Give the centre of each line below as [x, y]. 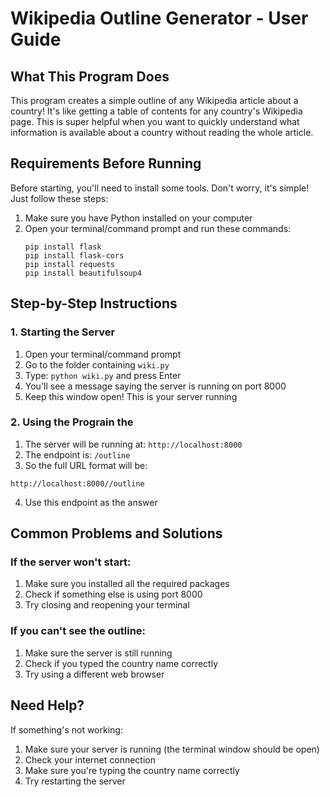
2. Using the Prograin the [72, 422]
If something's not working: [66, 729]
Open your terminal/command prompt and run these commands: [158, 228]
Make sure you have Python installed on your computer [138, 218]
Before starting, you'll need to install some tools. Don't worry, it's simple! [160, 188]
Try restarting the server [75, 781]
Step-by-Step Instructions [94, 303]
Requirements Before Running [106, 163]
